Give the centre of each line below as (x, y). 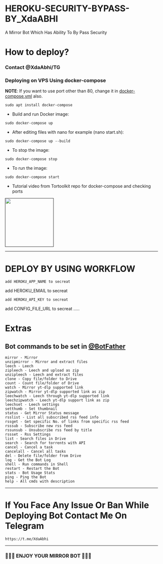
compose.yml (19, 96)
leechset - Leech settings (32, 405)
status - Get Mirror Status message (42, 413)
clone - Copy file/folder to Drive (41, 379)
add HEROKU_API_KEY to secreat (37, 300)
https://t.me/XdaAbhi (27, 539)
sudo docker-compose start (32, 177)
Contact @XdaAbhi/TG (33, 67)
